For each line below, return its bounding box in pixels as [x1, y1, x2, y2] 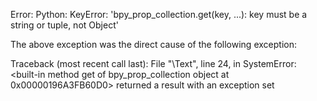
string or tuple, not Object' [10, 19, 119, 31]
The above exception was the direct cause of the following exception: [10, 39, 297, 50]
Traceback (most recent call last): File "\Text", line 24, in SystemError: [10, 58, 297, 69]
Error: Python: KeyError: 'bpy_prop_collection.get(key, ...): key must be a [10, 9, 308, 20]
